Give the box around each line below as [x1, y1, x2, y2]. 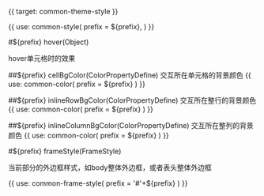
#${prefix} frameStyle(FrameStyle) [8, 146, 122, 156]
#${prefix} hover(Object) [8, 37, 89, 47]
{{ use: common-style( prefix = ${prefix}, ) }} [8, 22, 155, 31]
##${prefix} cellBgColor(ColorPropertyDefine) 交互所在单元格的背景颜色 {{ [8, 70, 251, 80]
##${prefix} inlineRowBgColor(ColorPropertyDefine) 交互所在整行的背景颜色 [8, 96, 257, 105]
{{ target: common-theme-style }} [8, 7, 119, 16]
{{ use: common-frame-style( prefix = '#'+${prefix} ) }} [8, 179, 188, 188]
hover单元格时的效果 [8, 54, 76, 62]
